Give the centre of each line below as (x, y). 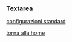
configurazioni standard (36, 22)
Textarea (20, 8)
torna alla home (26, 33)
